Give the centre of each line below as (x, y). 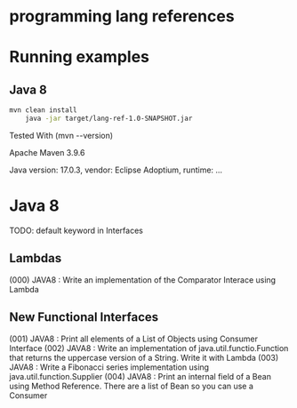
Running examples (79, 57)
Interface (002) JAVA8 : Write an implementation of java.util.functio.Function (149, 348)
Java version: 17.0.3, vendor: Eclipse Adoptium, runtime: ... (116, 170)
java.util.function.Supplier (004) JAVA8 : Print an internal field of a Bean (140, 376)
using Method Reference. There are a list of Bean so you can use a (131, 386)
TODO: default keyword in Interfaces (76, 230)
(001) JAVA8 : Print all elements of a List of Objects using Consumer (133, 339)
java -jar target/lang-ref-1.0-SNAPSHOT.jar (109, 119)
